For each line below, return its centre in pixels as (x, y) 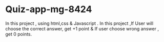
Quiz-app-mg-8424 (49, 9)
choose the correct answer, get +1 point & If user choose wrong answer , (82, 28)
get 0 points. (19, 34)
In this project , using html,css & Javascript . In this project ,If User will (79, 23)
